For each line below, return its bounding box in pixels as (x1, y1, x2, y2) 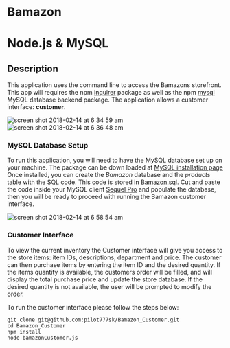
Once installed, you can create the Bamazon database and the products (7, 171, 211, 179)
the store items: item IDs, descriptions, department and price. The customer (7, 253, 222, 262)
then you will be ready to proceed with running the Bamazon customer (7, 193, 207, 201)
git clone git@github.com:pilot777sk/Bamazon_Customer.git (7, 316, 180, 323)
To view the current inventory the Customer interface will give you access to (7, 246, 223, 254)
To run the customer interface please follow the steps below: (7, 303, 179, 311)
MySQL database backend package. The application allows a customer (7, 95, 209, 104)
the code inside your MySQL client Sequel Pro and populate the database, (7, 185, 216, 194)
